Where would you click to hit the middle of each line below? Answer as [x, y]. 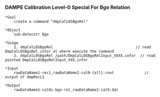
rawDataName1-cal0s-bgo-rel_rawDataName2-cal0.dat [66, 90]
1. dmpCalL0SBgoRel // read [82, 47]
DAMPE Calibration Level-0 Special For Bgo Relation [68, 7]
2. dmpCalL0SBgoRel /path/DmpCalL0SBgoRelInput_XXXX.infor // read [85, 56]
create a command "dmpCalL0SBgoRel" [51, 22]
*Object [13, 30]
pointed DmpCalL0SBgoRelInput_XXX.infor [47, 60]
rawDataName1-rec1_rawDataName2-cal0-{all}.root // [81, 73]
